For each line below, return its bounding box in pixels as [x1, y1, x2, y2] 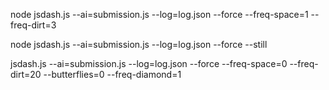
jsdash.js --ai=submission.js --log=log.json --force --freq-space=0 [10, 58, 288, 69]
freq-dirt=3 [10, 19, 57, 31]
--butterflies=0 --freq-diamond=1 [43, 69, 182, 80]
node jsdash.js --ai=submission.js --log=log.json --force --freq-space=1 [10, 9, 309, 20]
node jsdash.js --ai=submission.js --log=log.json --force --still [10, 39, 268, 50]
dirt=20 [10, 69, 42, 80]
